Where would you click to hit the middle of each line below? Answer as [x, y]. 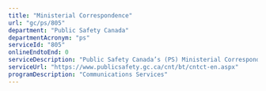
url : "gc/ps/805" [37, 23]
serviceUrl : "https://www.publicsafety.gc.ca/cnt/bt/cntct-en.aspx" [123, 67]
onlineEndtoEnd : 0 [38, 52]
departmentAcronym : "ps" [49, 38]
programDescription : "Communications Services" [88, 74]
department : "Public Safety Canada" [68, 30]
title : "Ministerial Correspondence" [70, 15]
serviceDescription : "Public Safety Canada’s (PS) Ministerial [115, 60]
